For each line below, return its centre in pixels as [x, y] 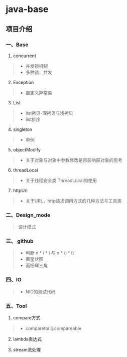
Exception [23, 82]
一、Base [17, 45]
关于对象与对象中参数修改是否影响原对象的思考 [74, 160]
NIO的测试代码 [40, 291]
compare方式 [27, 318]
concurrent [25, 56]
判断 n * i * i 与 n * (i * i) [50, 253]
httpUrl [20, 190]
